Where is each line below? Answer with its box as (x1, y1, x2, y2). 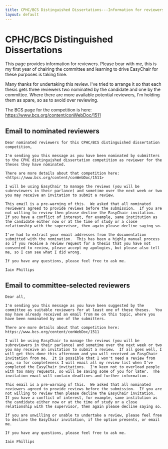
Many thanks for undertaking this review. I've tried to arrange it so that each (5, 81, 161, 87)
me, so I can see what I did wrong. (5, 250, 81, 255)
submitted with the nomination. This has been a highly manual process (5, 237, 160, 242)
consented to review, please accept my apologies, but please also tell (5, 245, 160, 251)
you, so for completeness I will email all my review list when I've (5, 360, 153, 365)
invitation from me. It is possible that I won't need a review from (5, 356, 155, 361)
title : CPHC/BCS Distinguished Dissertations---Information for (5, 7, 142, 13)
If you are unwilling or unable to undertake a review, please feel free (5, 413, 162, 418)
